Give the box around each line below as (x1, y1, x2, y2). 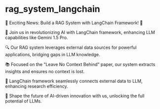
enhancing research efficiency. (5, 83, 68, 89)
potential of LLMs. (5, 98, 42, 104)
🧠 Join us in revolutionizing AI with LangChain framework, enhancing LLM (5, 29, 156, 35)
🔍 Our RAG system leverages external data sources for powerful (5, 44, 137, 50)
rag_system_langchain (5, 3, 100, 15)
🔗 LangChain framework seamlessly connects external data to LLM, (5, 78, 143, 84)
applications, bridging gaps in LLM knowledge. (5, 51, 100, 57)
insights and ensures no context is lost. (5, 68, 85, 74)
